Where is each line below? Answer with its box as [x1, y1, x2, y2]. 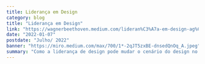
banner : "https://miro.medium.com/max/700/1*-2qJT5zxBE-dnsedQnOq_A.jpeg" [6, 43, 201, 49]
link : [6, 26, 20, 32]
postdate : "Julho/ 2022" [6, 37, 70, 43]
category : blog [6, 15, 45, 21]
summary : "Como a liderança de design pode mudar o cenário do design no [6, 49, 198, 55]
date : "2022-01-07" [6, 32, 56, 38]
